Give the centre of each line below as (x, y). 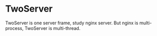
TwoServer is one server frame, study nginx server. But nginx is (72, 23)
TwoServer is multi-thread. (53, 28)
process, (14, 28)
